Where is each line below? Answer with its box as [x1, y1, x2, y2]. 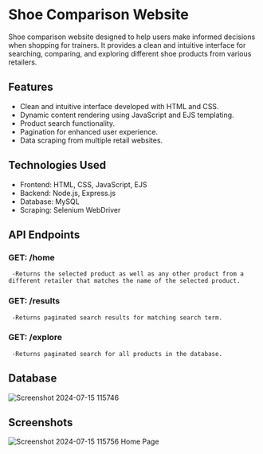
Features [8, 80, 53, 94]
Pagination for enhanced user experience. [19, 127, 158, 136]
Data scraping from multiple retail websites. [19, 135, 163, 145]
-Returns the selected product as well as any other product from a [11, 270, 245, 278]
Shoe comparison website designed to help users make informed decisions [8, 32, 256, 41]
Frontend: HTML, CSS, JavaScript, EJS [19, 179, 147, 189]
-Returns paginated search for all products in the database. [11, 350, 223, 358]
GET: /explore [8, 332, 62, 343]
